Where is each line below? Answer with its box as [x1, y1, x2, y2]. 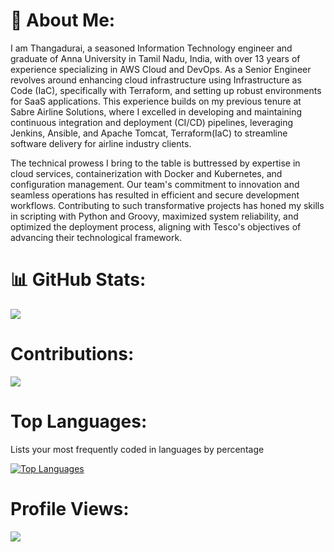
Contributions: [10, 343, 135, 366]
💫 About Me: [10, 9, 116, 32]
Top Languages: [10, 410, 148, 433]
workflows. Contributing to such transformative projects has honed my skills [10, 199, 325, 211]
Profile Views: [10, 497, 130, 520]
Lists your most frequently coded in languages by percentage [10, 443, 265, 455]
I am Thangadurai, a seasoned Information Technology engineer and [10, 42, 293, 54]
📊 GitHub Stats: [10, 269, 147, 291]
